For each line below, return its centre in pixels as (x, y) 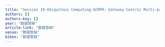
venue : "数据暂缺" (23, 32)
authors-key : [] (22, 19)
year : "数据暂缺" (21, 23)
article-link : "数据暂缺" (30, 28)
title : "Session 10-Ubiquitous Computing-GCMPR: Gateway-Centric (73, 10)
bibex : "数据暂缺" (23, 37)
